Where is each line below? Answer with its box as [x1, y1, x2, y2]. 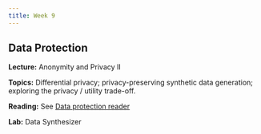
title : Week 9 [8, 11, 56, 20]
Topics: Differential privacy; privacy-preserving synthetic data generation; [8, 77, 254, 88]
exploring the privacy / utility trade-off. [8, 86, 136, 96]
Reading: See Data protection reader [8, 101, 130, 112]
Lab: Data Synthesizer [8, 117, 82, 127]
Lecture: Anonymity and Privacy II [8, 62, 122, 72]
